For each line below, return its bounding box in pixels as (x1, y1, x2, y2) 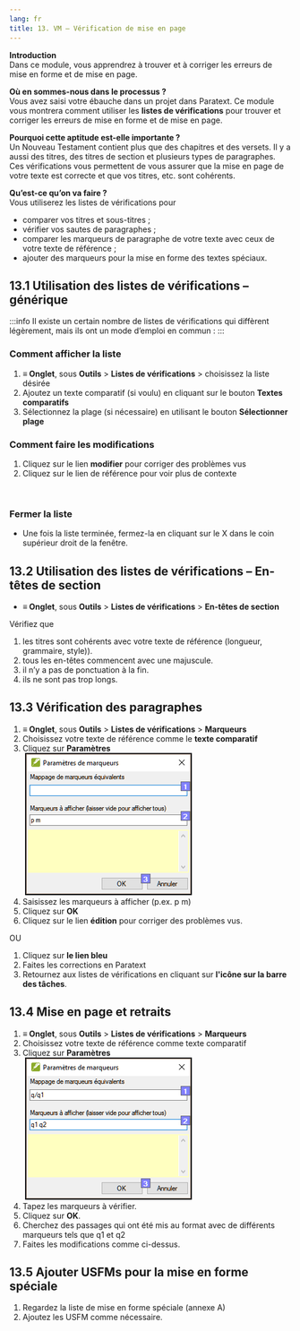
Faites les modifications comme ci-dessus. (21, 1239, 181, 1249)
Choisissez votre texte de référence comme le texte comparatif (21, 733, 258, 743)
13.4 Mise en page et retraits (9, 1004, 172, 1020)
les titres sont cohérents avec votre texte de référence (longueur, (21, 636, 262, 647)
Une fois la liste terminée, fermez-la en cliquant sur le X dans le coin (21, 528, 275, 539)
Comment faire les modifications (9, 438, 155, 451)
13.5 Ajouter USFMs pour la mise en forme (9, 1265, 249, 1280)
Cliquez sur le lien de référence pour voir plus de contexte (21, 468, 237, 478)
